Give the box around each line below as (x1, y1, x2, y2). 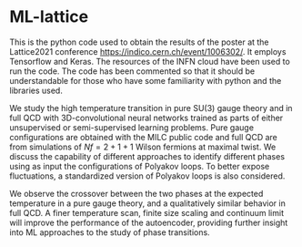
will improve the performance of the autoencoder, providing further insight (9, 217, 288, 228)
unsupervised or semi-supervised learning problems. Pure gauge (9, 121, 255, 133)
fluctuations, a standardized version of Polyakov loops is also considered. (9, 170, 286, 181)
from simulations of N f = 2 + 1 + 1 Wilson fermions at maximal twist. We (9, 141, 277, 152)
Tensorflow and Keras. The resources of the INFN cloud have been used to (9, 56, 291, 67)
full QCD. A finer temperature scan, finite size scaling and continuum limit (9, 207, 285, 218)
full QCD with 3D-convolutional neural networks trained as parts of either (9, 112, 284, 123)
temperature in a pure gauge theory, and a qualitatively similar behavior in (9, 198, 287, 209)
